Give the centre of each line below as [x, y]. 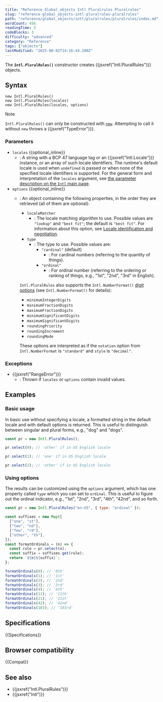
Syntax [16, 85]
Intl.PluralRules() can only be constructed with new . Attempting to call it [80, 124]
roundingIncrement [46, 331]
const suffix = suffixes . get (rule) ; [47, 553]
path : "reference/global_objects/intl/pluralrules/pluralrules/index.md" [82, 19]
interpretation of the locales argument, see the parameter [78, 178]
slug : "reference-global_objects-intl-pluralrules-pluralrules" [72, 14]
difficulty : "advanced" [29, 37]
